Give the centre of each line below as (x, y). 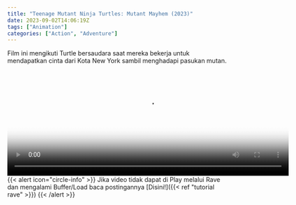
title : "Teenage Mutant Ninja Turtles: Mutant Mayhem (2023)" (100, 14)
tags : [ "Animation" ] (38, 27)
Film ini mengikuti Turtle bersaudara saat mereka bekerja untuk (98, 53)
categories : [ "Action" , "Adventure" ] (63, 33)
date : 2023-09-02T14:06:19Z (49, 20)
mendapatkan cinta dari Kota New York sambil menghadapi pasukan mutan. (117, 61)
